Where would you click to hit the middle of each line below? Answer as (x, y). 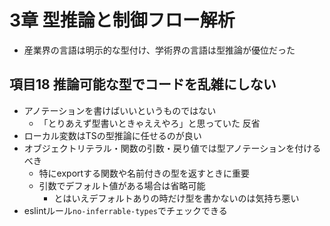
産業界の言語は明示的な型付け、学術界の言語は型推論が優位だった (159, 50)
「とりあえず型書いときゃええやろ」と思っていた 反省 (149, 123)
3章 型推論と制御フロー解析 (122, 20)
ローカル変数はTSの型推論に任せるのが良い (112, 135)
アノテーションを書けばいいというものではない (120, 110)
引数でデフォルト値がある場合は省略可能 (122, 185)
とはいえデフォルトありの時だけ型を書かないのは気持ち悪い (176, 198)
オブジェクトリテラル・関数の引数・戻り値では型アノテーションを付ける (172, 148)
